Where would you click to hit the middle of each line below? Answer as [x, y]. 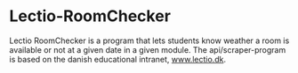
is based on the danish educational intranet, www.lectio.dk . [118, 59]
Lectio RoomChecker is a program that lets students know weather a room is [149, 40]
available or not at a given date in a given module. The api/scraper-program [148, 49]
